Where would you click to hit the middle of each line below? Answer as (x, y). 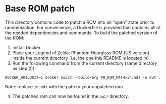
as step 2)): (24, 68)
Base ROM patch (40, 9)
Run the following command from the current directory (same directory (85, 63)
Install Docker (26, 47)
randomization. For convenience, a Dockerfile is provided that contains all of (83, 27)
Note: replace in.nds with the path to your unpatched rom (64, 86)
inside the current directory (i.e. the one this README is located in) (81, 58)
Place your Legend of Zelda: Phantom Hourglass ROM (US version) (81, 53)
